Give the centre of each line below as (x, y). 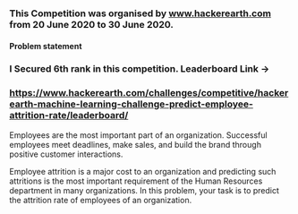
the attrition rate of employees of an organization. (101, 200)
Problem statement (46, 46)
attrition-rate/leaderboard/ (69, 116)
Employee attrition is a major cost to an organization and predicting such (143, 171)
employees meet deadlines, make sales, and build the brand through (136, 144)
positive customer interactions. (66, 154)
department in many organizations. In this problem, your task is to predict (145, 190)
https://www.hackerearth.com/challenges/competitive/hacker (149, 93)
